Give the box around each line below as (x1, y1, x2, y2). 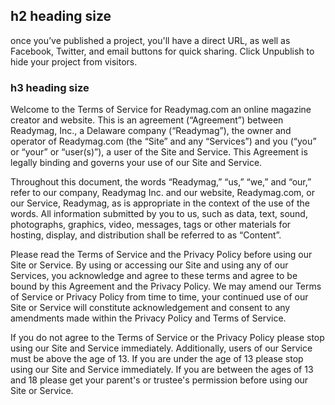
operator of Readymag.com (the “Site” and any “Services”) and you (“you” (10, 135, 317, 148)
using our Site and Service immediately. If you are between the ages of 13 (10, 364, 314, 376)
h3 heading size (10, 80, 90, 94)
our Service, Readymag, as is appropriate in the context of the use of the (10, 197, 310, 209)
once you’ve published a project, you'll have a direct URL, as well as (10, 34, 291, 46)
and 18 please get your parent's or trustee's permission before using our (10, 374, 309, 386)
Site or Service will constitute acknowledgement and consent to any (10, 302, 291, 314)
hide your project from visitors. (10, 55, 138, 68)
